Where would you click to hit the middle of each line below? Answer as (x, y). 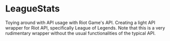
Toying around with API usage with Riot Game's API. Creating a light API (80, 22)
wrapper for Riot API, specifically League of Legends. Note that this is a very (85, 27)
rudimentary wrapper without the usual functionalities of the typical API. (80, 33)
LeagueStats (32, 9)
